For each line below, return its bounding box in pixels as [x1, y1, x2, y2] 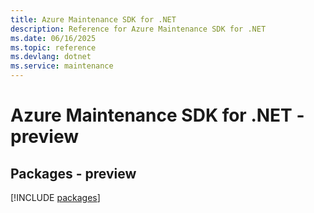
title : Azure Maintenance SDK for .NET [10, 14, 177, 25]
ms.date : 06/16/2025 [10, 33, 97, 43]
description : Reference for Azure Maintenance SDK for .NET [10, 24, 267, 34]
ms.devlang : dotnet [10, 52, 92, 62]
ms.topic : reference [10, 42, 97, 53]
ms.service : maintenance [10, 61, 114, 71]
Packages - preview [10, 165, 137, 182]
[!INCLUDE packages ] [10, 192, 101, 203]
